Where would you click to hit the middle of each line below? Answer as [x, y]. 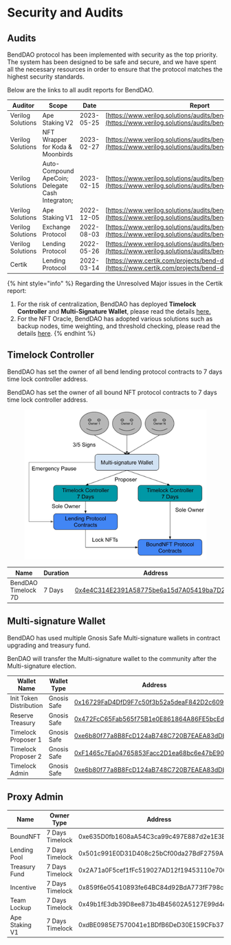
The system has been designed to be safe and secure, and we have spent [112, 62]
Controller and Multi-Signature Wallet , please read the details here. [114, 311]
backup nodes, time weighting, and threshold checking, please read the [119, 326]
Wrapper [55, 140]
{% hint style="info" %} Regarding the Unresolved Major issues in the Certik [115, 283]
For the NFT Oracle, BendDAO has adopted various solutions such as [115, 318]
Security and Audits [65, 13]
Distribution [26, 706]
